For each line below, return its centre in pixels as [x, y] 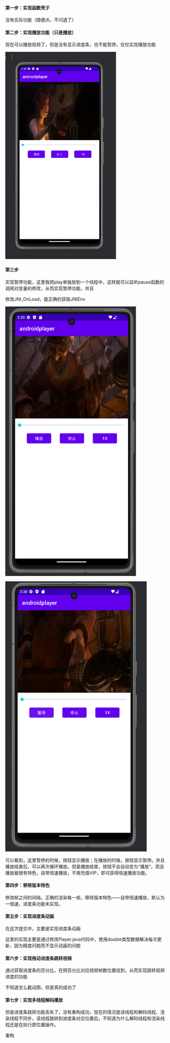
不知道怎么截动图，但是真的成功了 [41, 987]
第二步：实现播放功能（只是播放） [41, 32]
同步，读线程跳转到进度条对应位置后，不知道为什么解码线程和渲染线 [94, 1018]
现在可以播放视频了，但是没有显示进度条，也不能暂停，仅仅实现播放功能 [80, 45]
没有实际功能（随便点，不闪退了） [41, 20]
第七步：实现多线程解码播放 [34, 1000]
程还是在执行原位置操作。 [32, 1025]
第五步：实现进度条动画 [30, 916]
